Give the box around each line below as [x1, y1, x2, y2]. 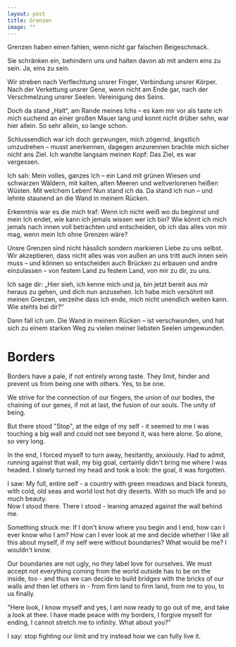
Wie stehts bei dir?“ [7, 303, 64, 311]
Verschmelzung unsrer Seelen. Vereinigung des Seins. [7, 93, 166, 101]
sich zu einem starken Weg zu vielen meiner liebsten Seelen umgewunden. [7, 324, 225, 332]
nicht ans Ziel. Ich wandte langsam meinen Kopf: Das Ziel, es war [7, 150, 197, 159]
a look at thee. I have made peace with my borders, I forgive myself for [7, 611, 213, 619]
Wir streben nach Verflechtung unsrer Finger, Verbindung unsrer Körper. [7, 78, 218, 86]
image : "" [7, 23, 37, 30]
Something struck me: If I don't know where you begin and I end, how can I [7, 523, 225, 532]
